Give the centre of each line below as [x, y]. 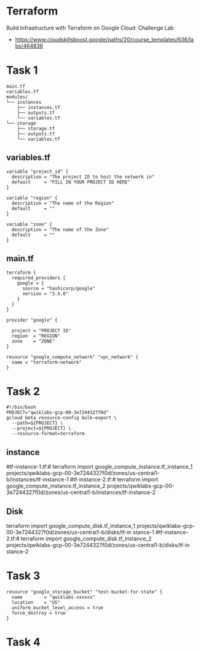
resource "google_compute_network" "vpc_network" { [72, 357]
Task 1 [22, 70]
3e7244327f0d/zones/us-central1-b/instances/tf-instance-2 [81, 492]
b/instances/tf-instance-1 [38, 480]
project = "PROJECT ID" [41, 331]
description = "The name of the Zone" [60, 229]
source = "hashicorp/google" [59, 288]
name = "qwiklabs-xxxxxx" [54, 597]
